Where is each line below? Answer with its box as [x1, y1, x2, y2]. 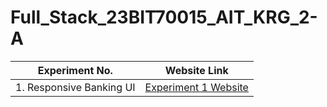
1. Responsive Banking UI [15, 80, 136, 94]
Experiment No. [37, 63, 113, 77]
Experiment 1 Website [144, 80, 249, 94]
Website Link [164, 63, 229, 77]
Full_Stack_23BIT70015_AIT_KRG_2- [10, 6, 318, 29]
